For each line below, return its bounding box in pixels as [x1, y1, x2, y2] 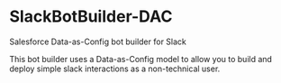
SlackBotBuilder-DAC [9, 6, 173, 27]
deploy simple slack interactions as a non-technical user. [9, 63, 221, 74]
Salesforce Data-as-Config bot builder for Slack [9, 36, 187, 47]
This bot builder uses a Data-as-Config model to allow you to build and [9, 53, 273, 64]
